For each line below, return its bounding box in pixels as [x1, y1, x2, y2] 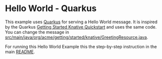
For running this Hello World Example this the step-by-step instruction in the [5, 44, 157, 49]
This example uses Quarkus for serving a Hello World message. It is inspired [5, 19, 158, 25]
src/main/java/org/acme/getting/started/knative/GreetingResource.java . [5, 34, 148, 40]
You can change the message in [5, 29, 69, 35]
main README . [5, 49, 35, 55]
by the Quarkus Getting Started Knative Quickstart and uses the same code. [5, 24, 157, 29]
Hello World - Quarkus [5, 3, 97, 14]
